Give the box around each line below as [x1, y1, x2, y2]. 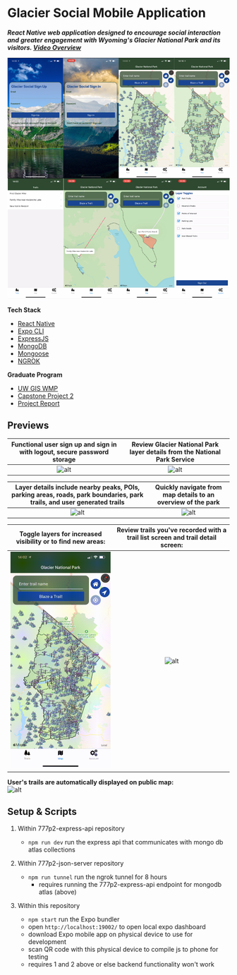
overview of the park [157, 498, 220, 507]
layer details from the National [129, 447, 221, 456]
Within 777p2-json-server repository [17, 859, 124, 868]
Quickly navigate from [154, 483, 222, 492]
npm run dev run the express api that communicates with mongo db [28, 838, 224, 847]
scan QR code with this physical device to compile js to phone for [28, 945, 219, 954]
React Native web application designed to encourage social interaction [7, 28, 221, 37]
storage [52, 455, 76, 464]
